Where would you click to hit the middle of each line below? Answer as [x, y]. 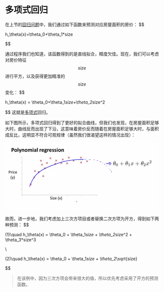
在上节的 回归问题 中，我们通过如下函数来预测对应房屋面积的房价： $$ [75, 24]
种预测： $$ [17, 225]
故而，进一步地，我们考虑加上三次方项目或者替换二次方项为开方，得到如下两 [82, 219]
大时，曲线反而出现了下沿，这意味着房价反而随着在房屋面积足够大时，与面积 [82, 129]
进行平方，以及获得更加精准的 [35, 76]
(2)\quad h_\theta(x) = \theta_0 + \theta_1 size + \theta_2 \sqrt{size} [71, 258]
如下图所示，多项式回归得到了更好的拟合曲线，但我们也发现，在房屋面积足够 [82, 122]
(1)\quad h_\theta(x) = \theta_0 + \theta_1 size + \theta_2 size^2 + [69, 234]
